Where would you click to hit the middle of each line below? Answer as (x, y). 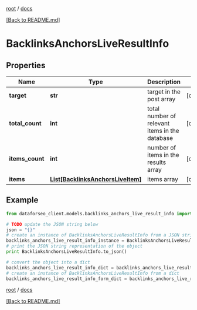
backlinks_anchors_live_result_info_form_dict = (67, 279)
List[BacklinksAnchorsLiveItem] (96, 179)
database (160, 138)
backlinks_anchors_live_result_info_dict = (60, 268)
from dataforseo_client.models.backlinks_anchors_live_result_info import (99, 214)
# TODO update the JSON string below (52, 224)
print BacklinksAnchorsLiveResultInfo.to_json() (67, 252)
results (157, 162)
